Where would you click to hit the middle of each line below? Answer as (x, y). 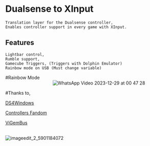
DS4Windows (20, 102)
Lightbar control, (25, 54)
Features (20, 43)
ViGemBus (16, 122)
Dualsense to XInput (49, 9)
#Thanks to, (18, 93)
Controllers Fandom (26, 113)
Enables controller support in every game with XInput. (66, 27)
